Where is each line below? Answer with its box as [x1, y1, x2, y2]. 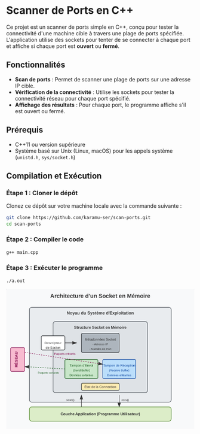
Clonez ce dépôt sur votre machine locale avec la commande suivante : [6, 202, 182, 210]
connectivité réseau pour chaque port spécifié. [14, 95, 131, 102]
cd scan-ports [6, 221, 42, 227]
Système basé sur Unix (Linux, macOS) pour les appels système [14, 147, 173, 154]
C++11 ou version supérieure [14, 141, 85, 148]
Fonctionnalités [6, 60, 66, 70]
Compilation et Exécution [6, 171, 102, 181]
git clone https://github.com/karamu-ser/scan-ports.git [6, 215, 151, 221]
